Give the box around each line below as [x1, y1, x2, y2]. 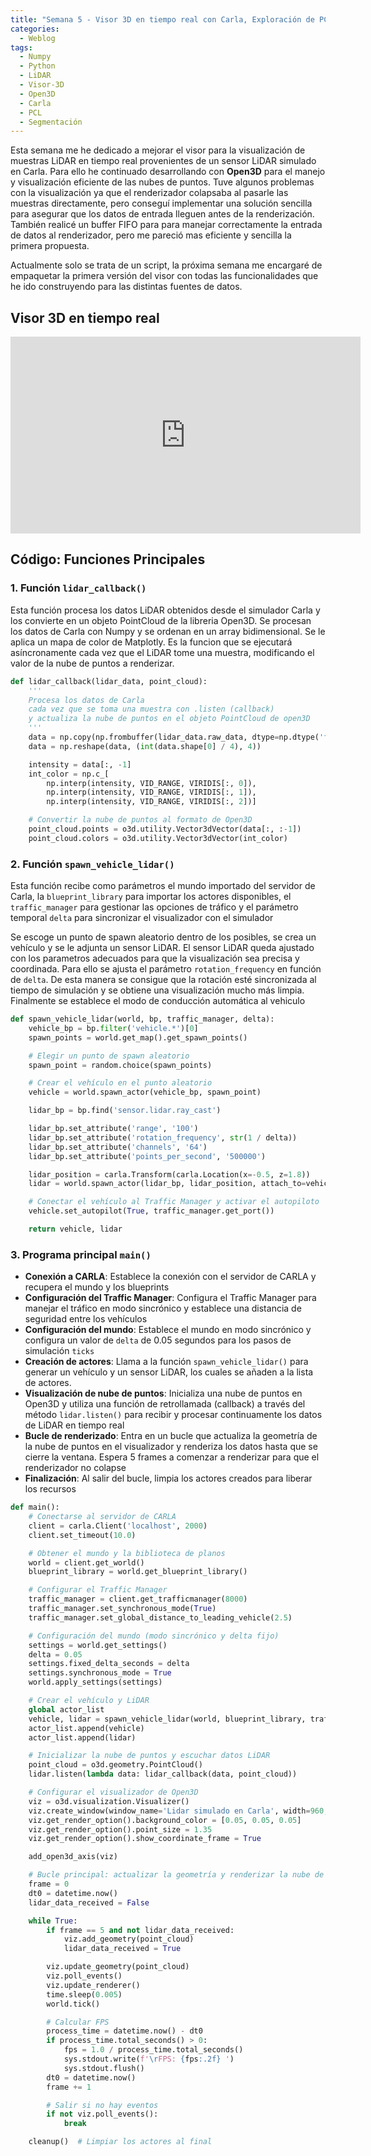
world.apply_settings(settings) [28, 1677, 163, 1688]
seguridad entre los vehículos [24, 1313, 148, 1325]
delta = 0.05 [28, 1649, 83, 1660]
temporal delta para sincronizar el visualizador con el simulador [10, 912, 274, 924]
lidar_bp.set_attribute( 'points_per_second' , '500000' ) [28, 1151, 267, 1161]
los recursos [24, 1483, 77, 1495]
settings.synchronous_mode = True [28, 1668, 172, 1678]
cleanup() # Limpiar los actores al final [28, 2137, 213, 2147]
